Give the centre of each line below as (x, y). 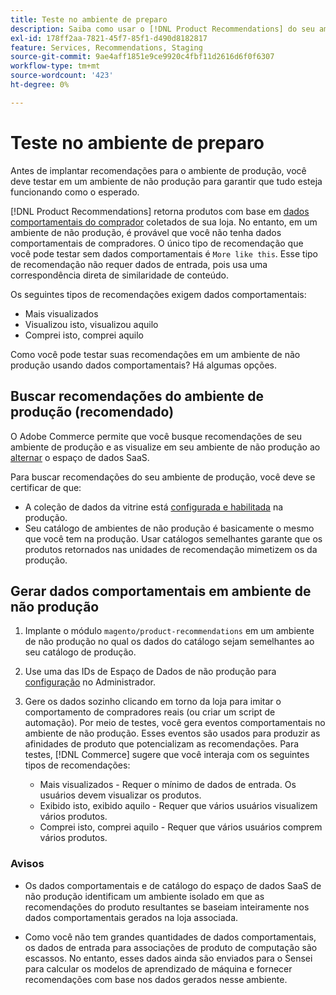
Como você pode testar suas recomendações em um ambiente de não (155, 354)
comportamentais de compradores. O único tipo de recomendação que (157, 243)
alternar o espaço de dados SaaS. (80, 457)
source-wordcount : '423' (62, 76)
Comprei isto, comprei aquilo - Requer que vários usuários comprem (181, 827)
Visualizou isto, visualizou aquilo (91, 324)
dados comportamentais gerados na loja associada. (131, 917)
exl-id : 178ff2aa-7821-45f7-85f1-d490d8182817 (109, 38)
